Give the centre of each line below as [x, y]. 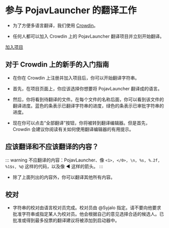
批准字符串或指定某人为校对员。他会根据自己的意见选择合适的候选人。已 [88, 214]
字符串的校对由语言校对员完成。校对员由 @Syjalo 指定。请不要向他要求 [87, 208]
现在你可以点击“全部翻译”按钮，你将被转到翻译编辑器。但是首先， [81, 123]
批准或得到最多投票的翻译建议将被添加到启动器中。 [66, 220]
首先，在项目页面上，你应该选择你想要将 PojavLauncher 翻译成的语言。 [87, 88]
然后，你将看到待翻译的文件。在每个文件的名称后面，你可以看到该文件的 [88, 99]
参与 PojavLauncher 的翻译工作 [71, 10]
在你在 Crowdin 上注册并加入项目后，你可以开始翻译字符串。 [76, 78]
